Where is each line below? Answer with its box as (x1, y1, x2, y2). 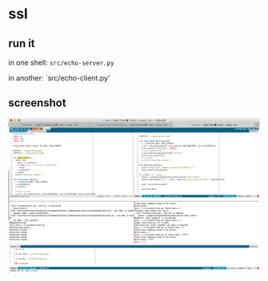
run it (8, 37, 36, 50)
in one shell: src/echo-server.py (8, 57, 114, 67)
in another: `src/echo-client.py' (8, 73, 110, 82)
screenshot (8, 97, 66, 110)
